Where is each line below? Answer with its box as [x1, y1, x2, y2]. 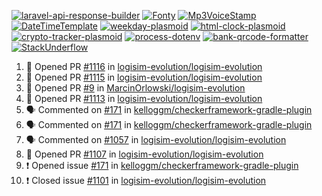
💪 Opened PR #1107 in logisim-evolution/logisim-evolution [25, 148, 264, 160]
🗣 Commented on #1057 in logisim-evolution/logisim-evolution [25, 134, 287, 145]
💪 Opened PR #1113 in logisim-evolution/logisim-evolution [25, 93, 263, 104]
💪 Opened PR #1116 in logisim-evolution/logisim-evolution [25, 61, 263, 72]
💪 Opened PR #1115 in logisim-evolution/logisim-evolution [25, 71, 263, 83]
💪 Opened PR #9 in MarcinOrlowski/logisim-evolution [25, 82, 246, 94]
